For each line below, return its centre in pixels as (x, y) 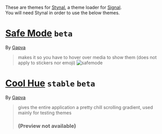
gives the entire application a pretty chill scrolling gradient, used (85, 107)
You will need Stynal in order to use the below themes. (63, 13)
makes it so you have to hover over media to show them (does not (87, 57)
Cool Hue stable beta (50, 83)
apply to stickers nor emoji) (47, 63)
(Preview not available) (47, 126)
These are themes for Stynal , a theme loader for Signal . (64, 7)
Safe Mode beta (39, 33)
